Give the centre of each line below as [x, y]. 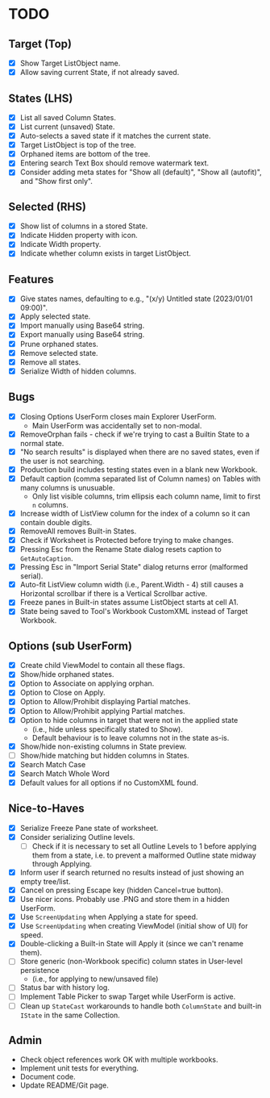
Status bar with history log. [65, 987]
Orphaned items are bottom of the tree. [85, 154]
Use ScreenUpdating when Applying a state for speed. [109, 917]
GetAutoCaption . [47, 558]
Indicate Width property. [60, 244]
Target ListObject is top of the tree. [78, 145]
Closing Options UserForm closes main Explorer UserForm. [118, 416]
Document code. [48, 1077]
